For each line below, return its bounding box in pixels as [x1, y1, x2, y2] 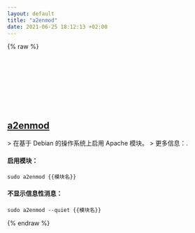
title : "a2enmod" [7, 17, 58, 24]
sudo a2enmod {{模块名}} [7, 174, 77, 181]
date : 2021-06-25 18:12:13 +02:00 [7, 23, 108, 30]
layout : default [7, 10, 55, 17]
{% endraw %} [7, 218, 50, 227]
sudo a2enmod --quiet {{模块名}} [7, 206, 101, 213]
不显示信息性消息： [7, 189, 63, 197]
